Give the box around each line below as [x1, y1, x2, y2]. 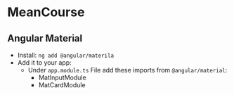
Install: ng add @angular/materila [17, 51, 115, 59]
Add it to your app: [17, 58, 72, 67]
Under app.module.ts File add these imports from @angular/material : [27, 66, 228, 74]
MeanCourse [7, 4, 85, 20]
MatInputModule [38, 73, 86, 82]
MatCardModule [38, 81, 86, 89]
